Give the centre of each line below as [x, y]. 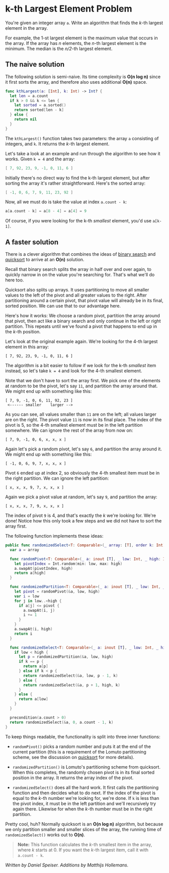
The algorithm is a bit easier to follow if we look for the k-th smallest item [81, 366]
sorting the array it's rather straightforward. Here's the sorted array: [75, 183]
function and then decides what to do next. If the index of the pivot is [84, 793]
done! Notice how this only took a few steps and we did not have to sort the [83, 521]
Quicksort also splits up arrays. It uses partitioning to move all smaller [77, 290]
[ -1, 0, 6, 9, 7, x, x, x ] [36, 464]
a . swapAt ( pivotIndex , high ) [44, 568]
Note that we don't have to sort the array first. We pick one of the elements [83, 381]
